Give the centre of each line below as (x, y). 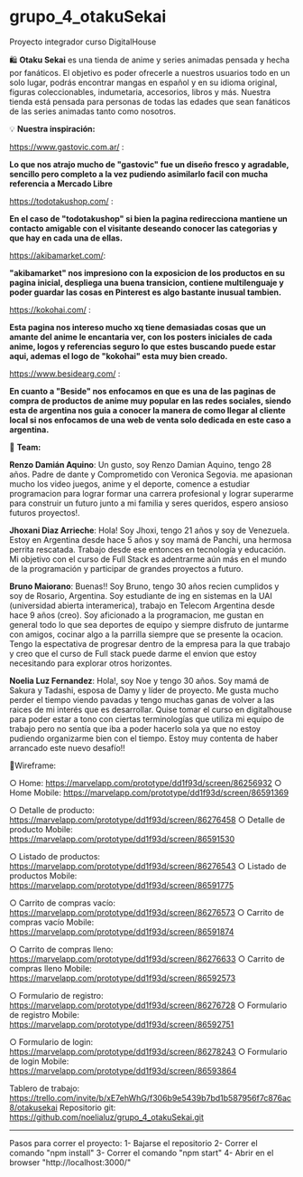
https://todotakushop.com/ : (62, 201)
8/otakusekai (34, 1107)
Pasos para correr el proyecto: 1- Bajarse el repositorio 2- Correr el (134, 1143)
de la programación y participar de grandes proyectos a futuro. (126, 568)
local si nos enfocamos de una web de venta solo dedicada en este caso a (150, 420)
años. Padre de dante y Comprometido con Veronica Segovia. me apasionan (151, 474)
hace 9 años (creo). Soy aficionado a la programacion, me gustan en (137, 615)
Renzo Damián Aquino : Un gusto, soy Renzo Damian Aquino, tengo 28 (141, 464)
